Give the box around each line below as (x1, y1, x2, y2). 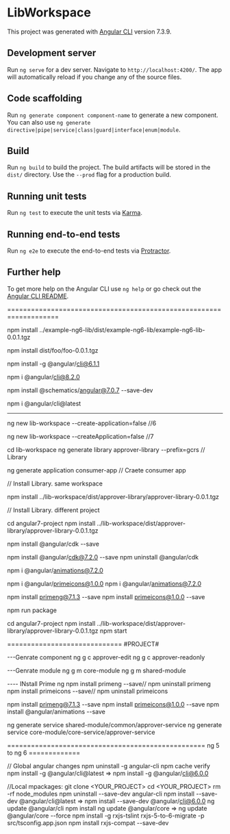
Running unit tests (7, 190, 87, 202)
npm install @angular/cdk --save (7, 540, 99, 548)
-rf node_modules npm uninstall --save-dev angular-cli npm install (7, 789, 195, 798)
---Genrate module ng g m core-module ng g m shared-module (7, 666, 186, 674)
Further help (7, 266, 62, 278)
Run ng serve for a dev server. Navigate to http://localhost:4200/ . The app (7, 65, 222, 73)
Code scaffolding (7, 92, 82, 104)
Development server (7, 47, 97, 59)
